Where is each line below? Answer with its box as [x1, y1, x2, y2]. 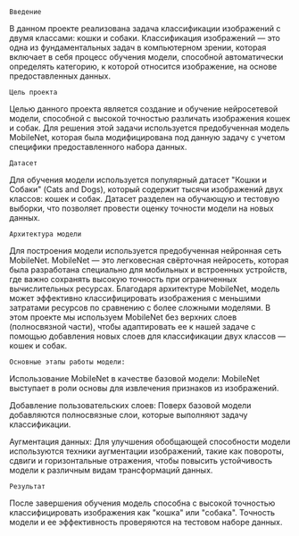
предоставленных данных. [9, 71, 112, 81]
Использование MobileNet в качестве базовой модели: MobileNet [9, 373, 261, 383]
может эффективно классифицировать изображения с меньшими [9, 293, 262, 303]
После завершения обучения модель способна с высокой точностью [9, 498, 276, 508]
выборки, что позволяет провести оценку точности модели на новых [9, 203, 274, 214]
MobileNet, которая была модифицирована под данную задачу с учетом [9, 132, 286, 142]
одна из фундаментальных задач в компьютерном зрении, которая [9, 42, 267, 53]
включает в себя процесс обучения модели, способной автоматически [9, 52, 284, 62]
